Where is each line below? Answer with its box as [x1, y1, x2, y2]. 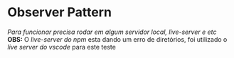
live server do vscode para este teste [7, 42, 116, 51]
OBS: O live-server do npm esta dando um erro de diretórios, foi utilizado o [7, 35, 228, 43]
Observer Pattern [7, 4, 112, 21]
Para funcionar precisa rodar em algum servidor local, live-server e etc [7, 28, 217, 36]
